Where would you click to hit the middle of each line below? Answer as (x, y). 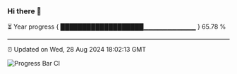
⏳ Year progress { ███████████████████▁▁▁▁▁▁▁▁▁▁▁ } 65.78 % (117, 27)
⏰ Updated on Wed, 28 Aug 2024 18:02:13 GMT (77, 50)
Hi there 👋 (25, 11)
